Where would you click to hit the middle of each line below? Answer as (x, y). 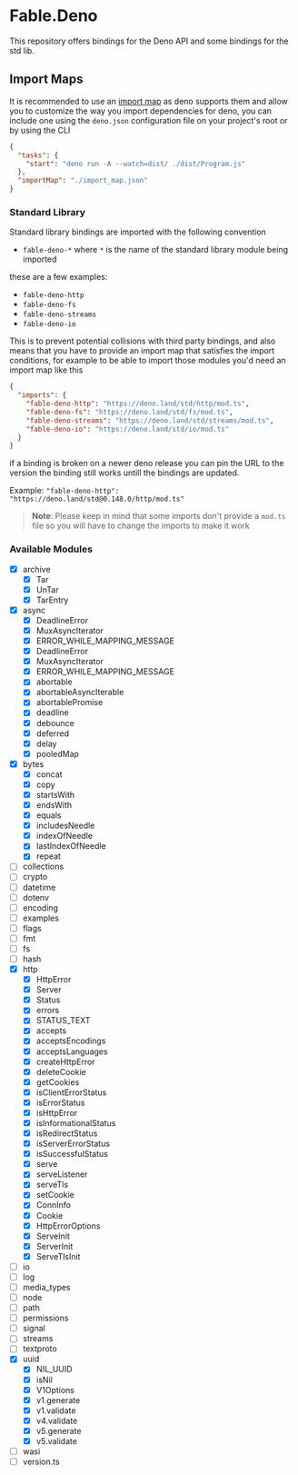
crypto (35, 877)
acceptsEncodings (71, 1041)
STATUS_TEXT (63, 1021)
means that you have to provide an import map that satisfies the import (142, 351)
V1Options (55, 1390)
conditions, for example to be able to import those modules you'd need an (148, 361)
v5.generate (59, 1430)
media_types (46, 1287)
